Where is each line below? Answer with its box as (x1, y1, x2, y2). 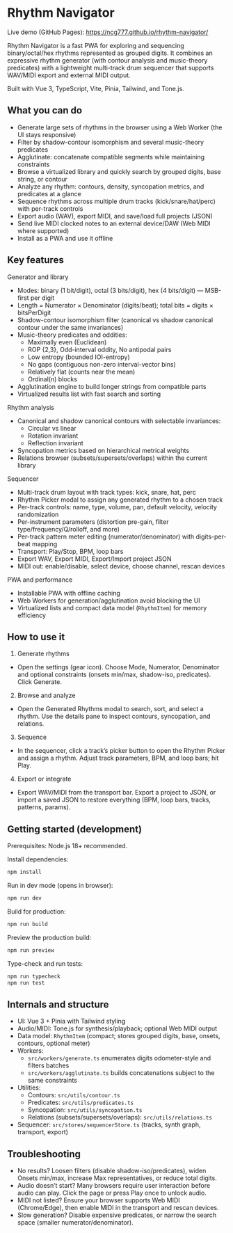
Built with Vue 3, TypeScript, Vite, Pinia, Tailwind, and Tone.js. (7, 84, 184, 93)
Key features (7, 254, 64, 266)
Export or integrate (17, 774, 72, 783)
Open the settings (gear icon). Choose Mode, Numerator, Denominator (17, 663, 220, 671)
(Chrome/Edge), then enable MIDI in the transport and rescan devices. (17, 1204, 219, 1212)
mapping (32, 539, 58, 548)
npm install (7, 868, 42, 876)
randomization (17, 510, 59, 518)
